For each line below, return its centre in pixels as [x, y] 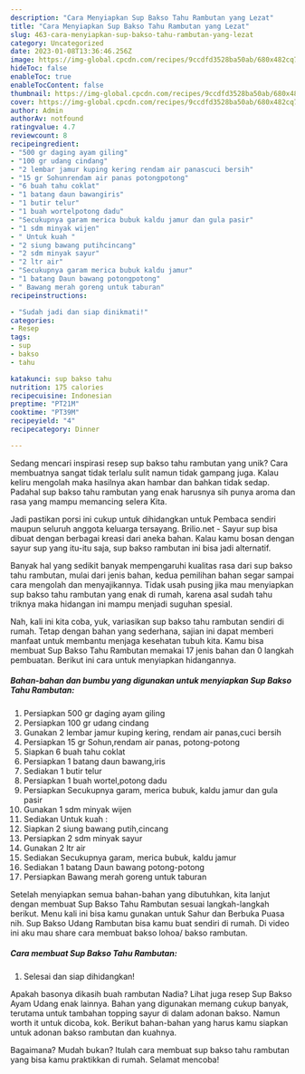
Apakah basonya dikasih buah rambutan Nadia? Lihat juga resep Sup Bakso [151, 993]
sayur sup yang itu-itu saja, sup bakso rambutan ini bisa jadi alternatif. [141, 548]
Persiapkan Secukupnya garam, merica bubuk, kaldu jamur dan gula [151, 790]
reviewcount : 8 [39, 136]
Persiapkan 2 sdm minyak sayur [83, 838]
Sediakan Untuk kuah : [65, 819]
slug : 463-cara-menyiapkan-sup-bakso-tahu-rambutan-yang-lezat [132, 34]
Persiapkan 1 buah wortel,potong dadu [95, 781]
